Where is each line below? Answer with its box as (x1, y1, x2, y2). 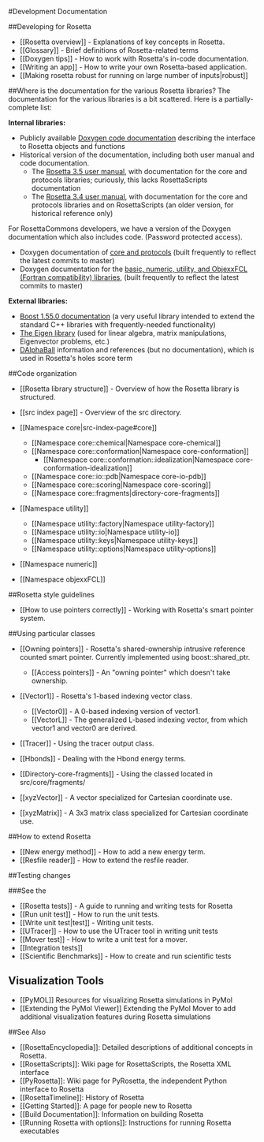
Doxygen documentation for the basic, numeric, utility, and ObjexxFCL (19, 264, 248, 273)
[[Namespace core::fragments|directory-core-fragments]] (31, 489, 221, 497)
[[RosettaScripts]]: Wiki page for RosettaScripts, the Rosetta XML (19, 1059, 232, 1069)
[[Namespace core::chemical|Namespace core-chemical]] (31, 438, 221, 448)
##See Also (8, 1027, 46, 1036)
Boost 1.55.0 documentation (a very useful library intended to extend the (19, 311, 255, 321)
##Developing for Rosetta (8, 22, 92, 31)
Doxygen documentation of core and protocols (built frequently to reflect (19, 247, 257, 257)
